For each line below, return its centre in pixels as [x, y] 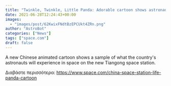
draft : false [19, 43]
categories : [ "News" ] [28, 33]
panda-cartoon [21, 78]
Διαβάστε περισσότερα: [30, 72]
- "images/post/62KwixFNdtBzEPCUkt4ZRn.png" [58, 24]
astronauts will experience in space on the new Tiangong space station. [81, 62]
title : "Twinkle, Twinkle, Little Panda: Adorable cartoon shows [76, 10]
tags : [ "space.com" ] [27, 38]
